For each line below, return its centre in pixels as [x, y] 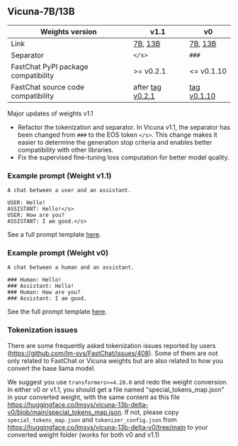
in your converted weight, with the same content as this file [94, 397]
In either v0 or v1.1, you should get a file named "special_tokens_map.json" [116, 389]
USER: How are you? [36, 216]
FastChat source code [48, 87]
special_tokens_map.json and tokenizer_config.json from [92, 419]
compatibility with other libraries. [66, 150]
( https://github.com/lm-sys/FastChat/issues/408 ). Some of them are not [113, 353]
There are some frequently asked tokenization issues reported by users [112, 345]
